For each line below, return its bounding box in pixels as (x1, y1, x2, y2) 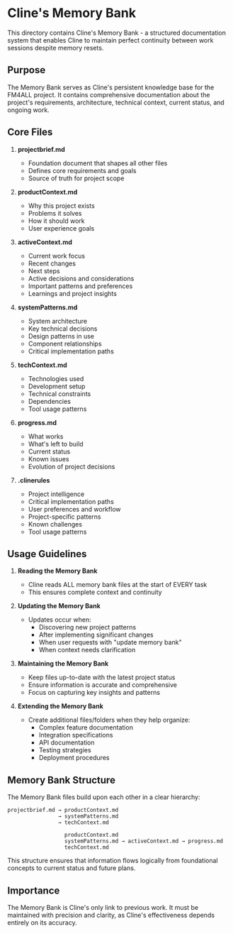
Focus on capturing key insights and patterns (28, 688, 161, 697)
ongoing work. (7, 105, 50, 114)
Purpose (7, 64, 46, 76)
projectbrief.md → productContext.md (7, 807, 119, 814)
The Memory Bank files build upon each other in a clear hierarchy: (7, 793, 200, 801)
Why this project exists (28, 201, 96, 210)
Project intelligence (28, 490, 85, 498)
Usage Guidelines (7, 548, 87, 560)
